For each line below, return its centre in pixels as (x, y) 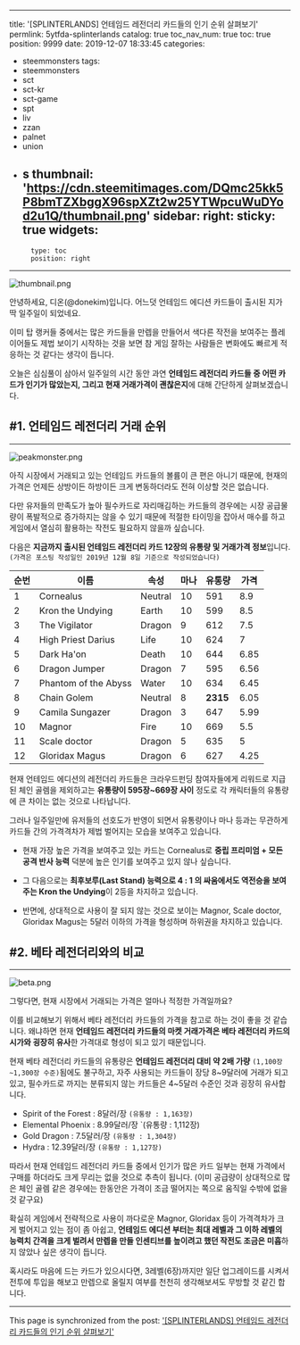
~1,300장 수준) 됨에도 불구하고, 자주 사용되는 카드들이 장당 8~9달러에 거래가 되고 (149, 1073)
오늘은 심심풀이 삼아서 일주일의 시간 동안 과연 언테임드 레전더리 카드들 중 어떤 (143, 373)
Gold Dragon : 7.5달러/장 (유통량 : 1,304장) (100, 1136)
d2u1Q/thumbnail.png (84, 216)
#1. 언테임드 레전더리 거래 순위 (88, 426)
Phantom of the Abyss (85, 683)
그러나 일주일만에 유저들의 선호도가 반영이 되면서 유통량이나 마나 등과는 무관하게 (149, 820)
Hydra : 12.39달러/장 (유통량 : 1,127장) (92, 1147)
